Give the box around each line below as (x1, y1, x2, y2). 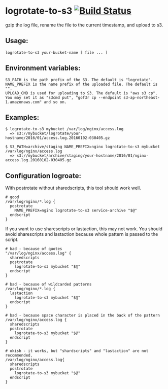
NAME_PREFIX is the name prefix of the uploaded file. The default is (5, 82, 158, 87)
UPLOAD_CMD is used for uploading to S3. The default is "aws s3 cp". (5, 90, 158, 96)
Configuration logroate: (5, 171, 81, 180)
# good (5, 195, 19, 200)
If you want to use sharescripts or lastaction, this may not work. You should (5, 226, 162, 232)
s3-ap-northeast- (123, 95, 160, 100)
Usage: (5, 37, 29, 45)
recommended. (5, 353, 33, 358)
